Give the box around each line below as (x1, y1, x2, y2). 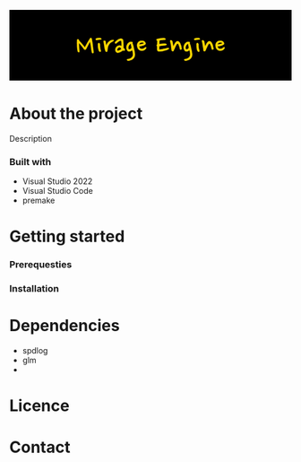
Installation (9, 283, 60, 295)
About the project (9, 104, 143, 124)
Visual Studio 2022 (21, 176, 93, 187)
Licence (9, 396, 70, 416)
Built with (9, 155, 52, 168)
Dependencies (9, 316, 120, 336)
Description (9, 133, 52, 144)
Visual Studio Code (21, 186, 94, 196)
